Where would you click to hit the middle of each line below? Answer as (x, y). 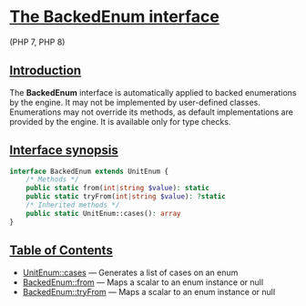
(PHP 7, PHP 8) (37, 42)
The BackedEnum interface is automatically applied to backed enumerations (153, 92)
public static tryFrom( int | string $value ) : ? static (126, 197)
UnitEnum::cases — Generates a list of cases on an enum (130, 272)
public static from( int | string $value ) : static (117, 189)
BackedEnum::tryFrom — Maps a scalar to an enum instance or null (149, 291)
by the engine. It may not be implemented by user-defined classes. (135, 102)
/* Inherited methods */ (73, 205)
